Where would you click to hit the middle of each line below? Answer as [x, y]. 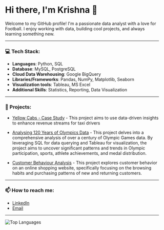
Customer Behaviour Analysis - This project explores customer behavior [85, 163]
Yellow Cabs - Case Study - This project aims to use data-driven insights [85, 118]
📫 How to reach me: [30, 190]
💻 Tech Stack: [23, 51]
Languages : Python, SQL [38, 64]
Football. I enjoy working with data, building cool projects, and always [75, 28]
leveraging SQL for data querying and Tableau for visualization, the [80, 143]
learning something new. [30, 34]
